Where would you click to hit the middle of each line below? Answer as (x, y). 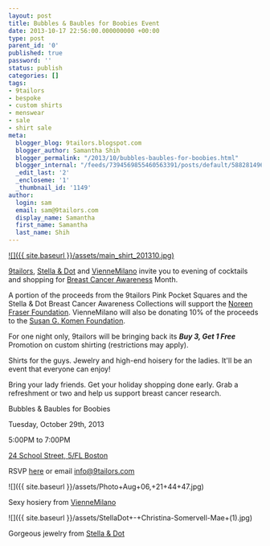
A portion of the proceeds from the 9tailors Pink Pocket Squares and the (128, 295)
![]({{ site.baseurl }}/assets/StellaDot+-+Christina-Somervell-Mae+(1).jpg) (131, 518)
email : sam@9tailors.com (57, 210)
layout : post (30, 16)
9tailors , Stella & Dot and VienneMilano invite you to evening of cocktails (128, 271)
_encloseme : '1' (43, 181)
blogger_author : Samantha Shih (68, 150)
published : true (35, 53)
